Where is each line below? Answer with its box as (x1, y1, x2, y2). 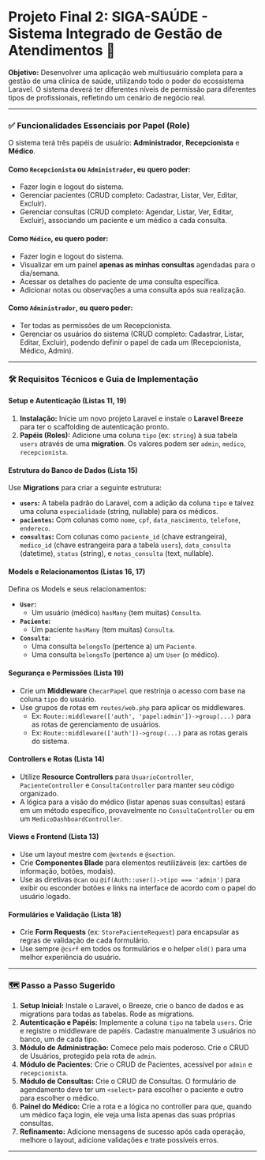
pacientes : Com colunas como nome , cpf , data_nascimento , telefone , (19, 515, 241, 525)
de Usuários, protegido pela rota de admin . (19, 1052, 157, 1061)
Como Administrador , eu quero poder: (8, 303, 133, 312)
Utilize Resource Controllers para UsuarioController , (19, 772, 194, 781)
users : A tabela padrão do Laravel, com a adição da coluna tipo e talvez (19, 498, 255, 508)
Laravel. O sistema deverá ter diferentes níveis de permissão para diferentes (8, 84, 256, 94)
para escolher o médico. (19, 1094, 99, 1103)
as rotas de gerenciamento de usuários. (31, 720, 161, 729)
